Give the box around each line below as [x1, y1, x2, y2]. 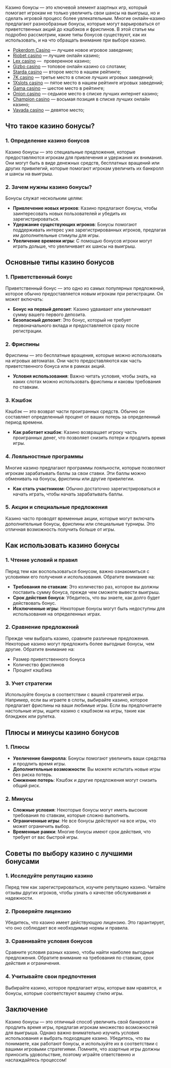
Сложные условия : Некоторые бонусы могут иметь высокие [12, 807, 147, 813]
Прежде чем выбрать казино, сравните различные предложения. [5, 635, 149, 641]
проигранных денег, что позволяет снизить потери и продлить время [12, 434, 165, 441]
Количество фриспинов [12, 661, 65, 667]
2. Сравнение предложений [5, 623, 79, 630]
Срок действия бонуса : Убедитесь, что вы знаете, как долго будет [12, 595, 160, 601]
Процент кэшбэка [12, 667, 52, 673]
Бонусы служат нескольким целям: [5, 195, 83, 201]
